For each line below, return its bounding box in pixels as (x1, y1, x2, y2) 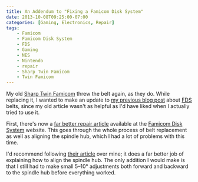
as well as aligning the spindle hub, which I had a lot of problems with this (6, 133, 185, 140)
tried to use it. (6, 109, 40, 116)
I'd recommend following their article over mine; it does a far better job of (6, 150, 184, 157)
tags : (6, 25, 19, 31)
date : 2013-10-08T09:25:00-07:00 (6, 14, 88, 20)
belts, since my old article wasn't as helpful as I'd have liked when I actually (6, 103, 190, 110)
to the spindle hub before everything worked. (6, 169, 116, 176)
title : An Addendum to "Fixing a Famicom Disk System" (6, 8, 144, 15)
